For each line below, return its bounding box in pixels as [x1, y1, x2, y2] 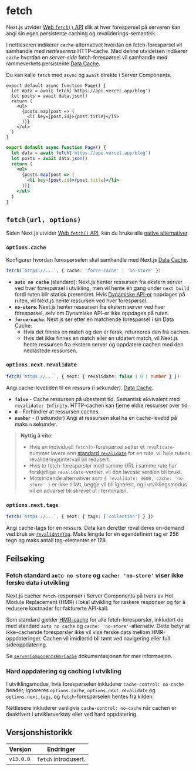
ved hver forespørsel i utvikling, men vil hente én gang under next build [14, 284, 190, 292]
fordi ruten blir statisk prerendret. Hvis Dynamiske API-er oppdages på [14, 291, 185, 298]
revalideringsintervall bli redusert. [29, 456, 110, 463]
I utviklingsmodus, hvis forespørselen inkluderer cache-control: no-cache [6, 680, 184, 687]
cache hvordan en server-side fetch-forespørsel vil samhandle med [6, 54, 168, 61]
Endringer [46, 745, 76, 753]
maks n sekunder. [14, 420, 58, 428]
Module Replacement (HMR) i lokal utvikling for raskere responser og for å [6, 598, 186, 605]
